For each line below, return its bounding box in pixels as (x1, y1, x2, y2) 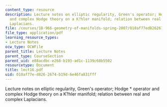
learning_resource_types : (5, 35, 59, 40)
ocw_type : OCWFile (5, 44, 43, 49)
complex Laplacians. (5, 96, 47, 102)
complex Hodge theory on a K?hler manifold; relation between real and (5, 91, 150, 97)
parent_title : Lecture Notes (5, 49, 66, 54)
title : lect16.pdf (5, 68, 43, 73)
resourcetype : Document (5, 63, 55, 68)
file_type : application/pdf (5, 30, 64, 35)
